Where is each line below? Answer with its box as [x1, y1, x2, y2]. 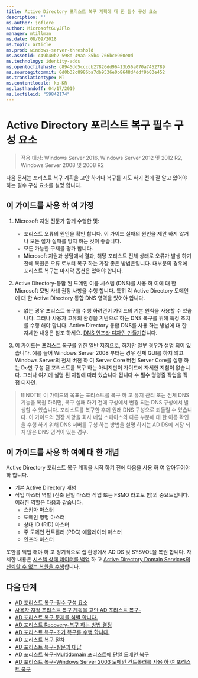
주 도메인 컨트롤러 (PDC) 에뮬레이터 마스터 [23, 528, 122, 536]
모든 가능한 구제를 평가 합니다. [23, 245, 93, 252]
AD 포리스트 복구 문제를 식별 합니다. [14, 614, 98, 621]
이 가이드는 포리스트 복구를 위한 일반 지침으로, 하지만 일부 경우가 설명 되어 [14, 342, 185, 349]
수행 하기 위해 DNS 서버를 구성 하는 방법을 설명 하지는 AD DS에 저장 [27, 421, 184, 428]
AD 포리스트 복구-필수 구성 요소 [14, 599, 88, 606]
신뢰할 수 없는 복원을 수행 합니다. [6, 563, 81, 570]
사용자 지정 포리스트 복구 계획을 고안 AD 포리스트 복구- [14, 606, 141, 613]
